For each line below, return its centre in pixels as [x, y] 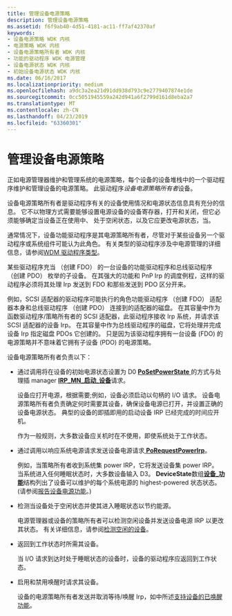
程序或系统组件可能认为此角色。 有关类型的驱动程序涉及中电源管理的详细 [117, 244]
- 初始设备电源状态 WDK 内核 [44, 71]
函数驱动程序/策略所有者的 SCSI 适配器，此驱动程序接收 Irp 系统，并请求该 [113, 316]
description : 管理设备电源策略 [48, 20]
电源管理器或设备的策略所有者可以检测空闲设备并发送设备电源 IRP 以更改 [120, 520]
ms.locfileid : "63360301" [44, 123]
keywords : [21, 33]
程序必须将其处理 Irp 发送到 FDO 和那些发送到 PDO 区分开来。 [101, 284]
